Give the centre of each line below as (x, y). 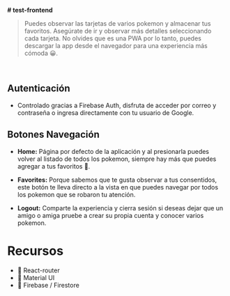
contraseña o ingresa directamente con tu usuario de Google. (106, 112)
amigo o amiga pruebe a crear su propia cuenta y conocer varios (110, 215)
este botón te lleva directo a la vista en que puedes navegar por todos (117, 187)
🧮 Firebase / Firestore (48, 285)
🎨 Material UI (36, 277)
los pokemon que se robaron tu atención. (76, 194)
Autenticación (39, 89)
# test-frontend (30, 10)
